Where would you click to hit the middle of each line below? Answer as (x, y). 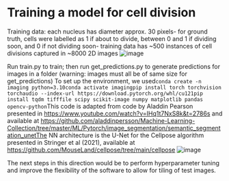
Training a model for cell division (102, 13)
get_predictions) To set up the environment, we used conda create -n (104, 81)
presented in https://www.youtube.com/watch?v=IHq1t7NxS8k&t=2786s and (115, 113)
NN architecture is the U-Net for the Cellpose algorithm (126, 135)
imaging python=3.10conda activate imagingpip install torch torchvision (114, 87)
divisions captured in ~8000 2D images (63, 53)
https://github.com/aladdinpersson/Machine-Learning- (118, 120)
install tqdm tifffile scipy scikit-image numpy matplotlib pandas (105, 99)
